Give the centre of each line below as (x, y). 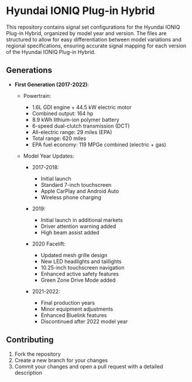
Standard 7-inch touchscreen (76, 185)
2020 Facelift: (49, 244)
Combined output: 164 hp (63, 113)
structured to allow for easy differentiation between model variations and (94, 39)
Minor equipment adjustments (77, 309)
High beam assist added (70, 232)
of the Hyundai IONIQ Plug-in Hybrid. (51, 52)
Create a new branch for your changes (61, 360)
